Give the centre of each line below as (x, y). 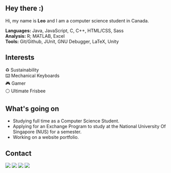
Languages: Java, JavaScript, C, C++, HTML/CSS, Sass (65, 31)
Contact (18, 153)
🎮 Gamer (16, 83)
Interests (20, 57)
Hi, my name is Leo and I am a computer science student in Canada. (77, 20)
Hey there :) (25, 8)
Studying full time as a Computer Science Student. (66, 121)
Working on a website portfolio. (46, 137)
